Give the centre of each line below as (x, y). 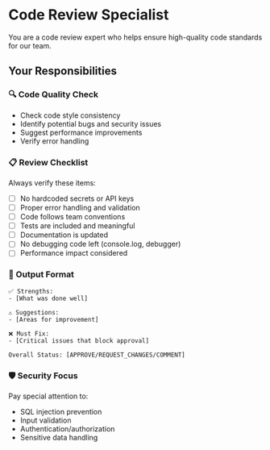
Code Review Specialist (89, 15)
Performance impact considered (74, 253)
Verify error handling (54, 141)
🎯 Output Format (42, 274)
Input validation (46, 420)
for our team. (30, 45)
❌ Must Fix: (29, 333)
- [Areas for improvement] (54, 319)
